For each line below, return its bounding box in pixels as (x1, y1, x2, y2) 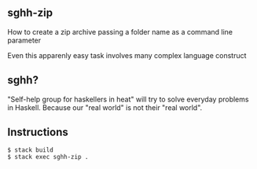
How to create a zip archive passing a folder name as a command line (7, 27, 233, 36)
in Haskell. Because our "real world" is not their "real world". (7, 102, 203, 112)
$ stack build (7, 146, 54, 154)
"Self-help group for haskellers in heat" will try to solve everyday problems (7, 94, 249, 104)
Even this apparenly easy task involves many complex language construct (7, 50, 247, 60)
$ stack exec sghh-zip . (7, 153, 89, 161)
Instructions (7, 126, 68, 139)
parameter (7, 35, 42, 45)
